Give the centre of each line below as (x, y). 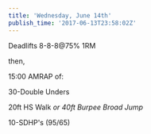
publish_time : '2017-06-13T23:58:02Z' (72, 23)
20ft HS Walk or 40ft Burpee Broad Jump (76, 107)
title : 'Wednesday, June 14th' (60, 15)
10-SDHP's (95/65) (39, 122)
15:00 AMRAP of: (36, 76)
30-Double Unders (39, 91)
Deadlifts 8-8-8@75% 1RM (52, 45)
